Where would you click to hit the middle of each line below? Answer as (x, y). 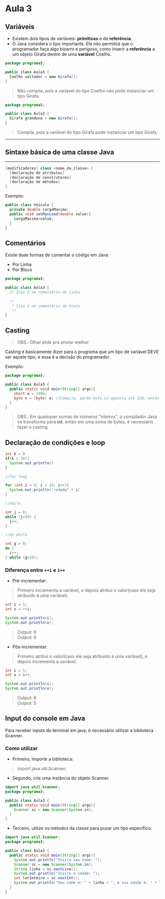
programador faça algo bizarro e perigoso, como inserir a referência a (83, 49)
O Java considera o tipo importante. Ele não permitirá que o (73, 44)
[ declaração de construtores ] (40, 178)
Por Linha (22, 265)
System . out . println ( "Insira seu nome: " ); (58, 860)
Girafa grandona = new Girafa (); (44, 119)
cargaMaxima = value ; (34, 219)
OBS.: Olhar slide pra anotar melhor (53, 342)
